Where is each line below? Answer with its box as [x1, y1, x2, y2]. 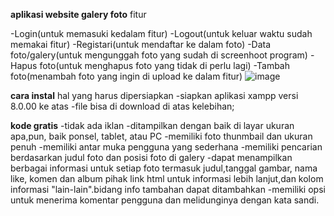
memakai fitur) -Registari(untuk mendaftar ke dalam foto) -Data [10, 39, 272, 50]
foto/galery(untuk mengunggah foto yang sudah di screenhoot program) [10, 49, 308, 61]
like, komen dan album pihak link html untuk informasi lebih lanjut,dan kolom [10, 173, 324, 184]
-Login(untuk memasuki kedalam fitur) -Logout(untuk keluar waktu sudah [10, 28, 313, 39]
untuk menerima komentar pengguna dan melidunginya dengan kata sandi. [10, 194, 320, 206]
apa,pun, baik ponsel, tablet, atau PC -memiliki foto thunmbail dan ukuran [10, 130, 313, 142]
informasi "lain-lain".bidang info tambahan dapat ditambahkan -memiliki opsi [10, 184, 326, 195]
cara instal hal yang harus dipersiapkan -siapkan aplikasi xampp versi [10, 90, 299, 101]
